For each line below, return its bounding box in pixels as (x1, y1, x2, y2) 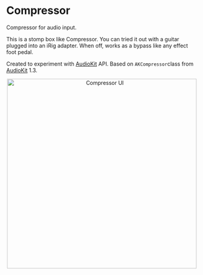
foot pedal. (6, 48, 33, 55)
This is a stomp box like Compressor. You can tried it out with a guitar (6, 35, 180, 42)
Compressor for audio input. (6, 24, 77, 31)
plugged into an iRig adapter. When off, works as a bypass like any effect (6, 42, 188, 49)
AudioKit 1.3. (6, 66, 38, 73)
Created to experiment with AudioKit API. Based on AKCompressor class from (6, 60, 194, 67)
